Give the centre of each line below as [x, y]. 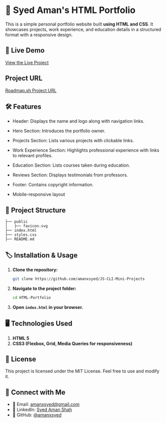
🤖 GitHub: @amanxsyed [37, 415]
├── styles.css [21, 235]
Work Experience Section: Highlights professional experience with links [86, 150]
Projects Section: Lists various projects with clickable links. [73, 141]
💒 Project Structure [35, 210]
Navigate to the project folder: [44, 288]
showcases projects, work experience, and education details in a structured [83, 29]
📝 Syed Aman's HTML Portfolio [70, 10]
